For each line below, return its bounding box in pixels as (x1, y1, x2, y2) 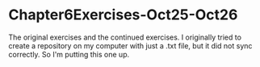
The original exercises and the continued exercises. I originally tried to (8, 32, 242, 42)
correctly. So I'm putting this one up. (8, 49, 130, 59)
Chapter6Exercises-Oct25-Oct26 (8, 6, 238, 24)
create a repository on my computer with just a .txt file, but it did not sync (8, 40, 253, 50)
